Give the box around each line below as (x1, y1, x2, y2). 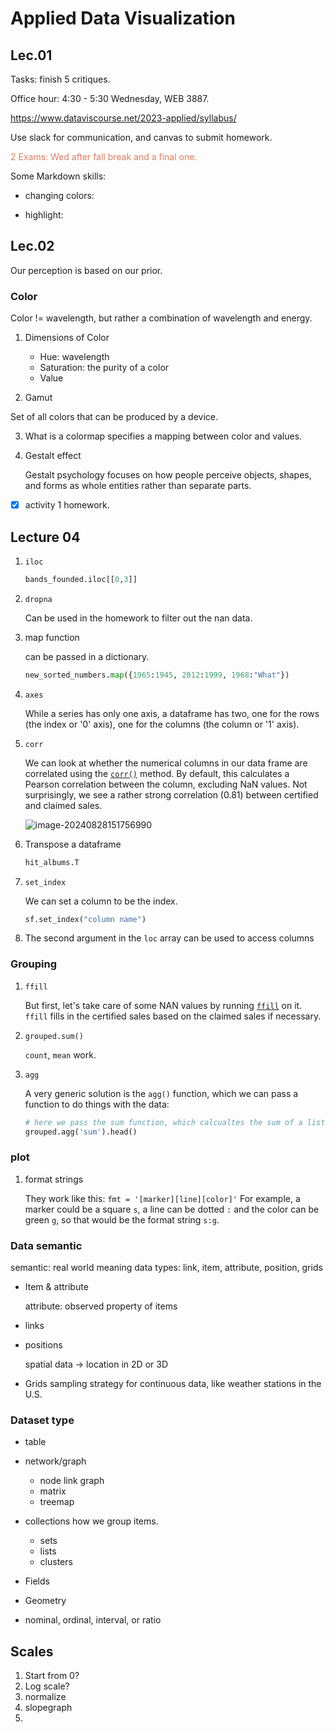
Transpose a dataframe (24, 838, 122, 850)
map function (24, 631, 80, 643)
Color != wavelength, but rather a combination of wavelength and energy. (10, 312, 313, 324)
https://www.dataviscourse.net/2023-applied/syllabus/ (10, 112, 237, 124)
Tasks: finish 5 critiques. (10, 73, 111, 85)
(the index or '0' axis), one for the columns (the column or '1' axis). (24, 718, 300, 730)
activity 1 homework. (24, 499, 110, 511)
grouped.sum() (24, 1031, 84, 1041)
